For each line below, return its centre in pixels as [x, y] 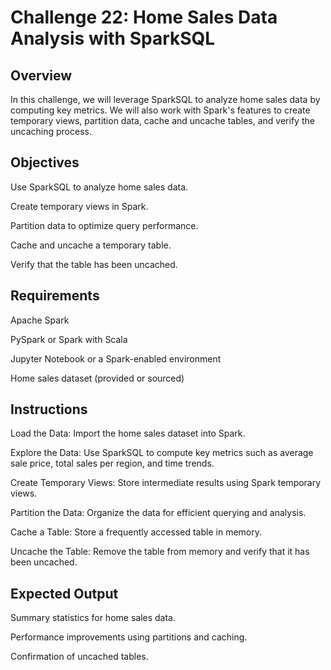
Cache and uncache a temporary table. [91, 245]
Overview [41, 75]
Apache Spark [40, 320]
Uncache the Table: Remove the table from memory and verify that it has [160, 552]
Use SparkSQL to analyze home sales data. [99, 187]
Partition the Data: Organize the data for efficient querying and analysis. [158, 513]
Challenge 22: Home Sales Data [144, 17]
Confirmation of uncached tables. [79, 657]
